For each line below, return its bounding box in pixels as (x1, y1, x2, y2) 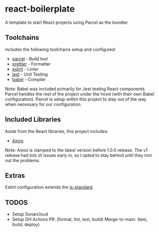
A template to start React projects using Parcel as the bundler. (5, 19, 129, 25)
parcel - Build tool (12, 56, 48, 62)
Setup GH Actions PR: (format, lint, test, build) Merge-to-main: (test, (12, 216, 148, 222)
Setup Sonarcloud (12, 211, 48, 217)
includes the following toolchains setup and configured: (5, 46, 116, 52)
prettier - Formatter (12, 61, 51, 66)
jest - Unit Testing (12, 71, 48, 77)
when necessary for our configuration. (5, 101, 82, 107)
